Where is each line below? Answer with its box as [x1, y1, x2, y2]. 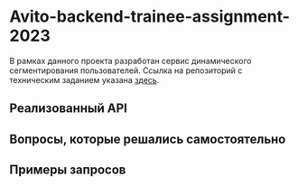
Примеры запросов [9, 163, 126, 178]
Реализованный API [9, 101, 128, 116]
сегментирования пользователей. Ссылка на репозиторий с [9, 65, 243, 76]
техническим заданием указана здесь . [9, 74, 160, 85]
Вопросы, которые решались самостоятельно [9, 131, 286, 146]
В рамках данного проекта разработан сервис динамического [9, 55, 252, 66]
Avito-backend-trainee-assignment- [9, 6, 291, 27]
